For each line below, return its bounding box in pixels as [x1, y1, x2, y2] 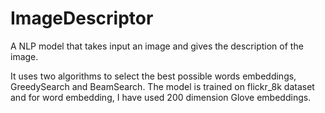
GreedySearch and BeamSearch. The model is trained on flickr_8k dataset [10, 80, 315, 92]
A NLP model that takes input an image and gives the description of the [10, 40, 304, 52]
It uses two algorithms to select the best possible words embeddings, [10, 70, 297, 82]
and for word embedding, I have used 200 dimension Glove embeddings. [10, 91, 312, 103]
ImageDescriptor [10, 7, 154, 30]
